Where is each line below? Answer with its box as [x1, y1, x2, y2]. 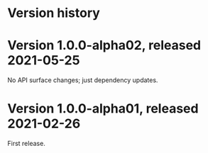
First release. [7, 140, 46, 148]
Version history [7, 5, 101, 21]
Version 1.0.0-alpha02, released [7, 38, 201, 54]
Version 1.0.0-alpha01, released [7, 101, 199, 117]
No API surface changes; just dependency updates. [7, 76, 158, 84]
